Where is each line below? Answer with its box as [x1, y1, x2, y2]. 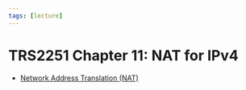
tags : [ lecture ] [8, 11, 63, 20]
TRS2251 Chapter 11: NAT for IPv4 [8, 46, 240, 64]
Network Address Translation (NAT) [19, 73, 139, 83]
